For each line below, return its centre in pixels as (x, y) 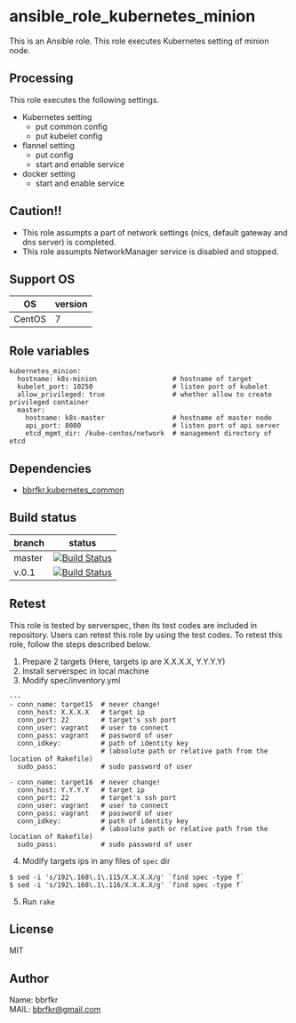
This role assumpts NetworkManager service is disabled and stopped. (150, 252)
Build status (43, 518)
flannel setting (48, 145)
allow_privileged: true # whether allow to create (145, 395)
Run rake (38, 901)
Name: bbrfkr (34, 1000)
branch (29, 542)
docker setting (48, 173)
